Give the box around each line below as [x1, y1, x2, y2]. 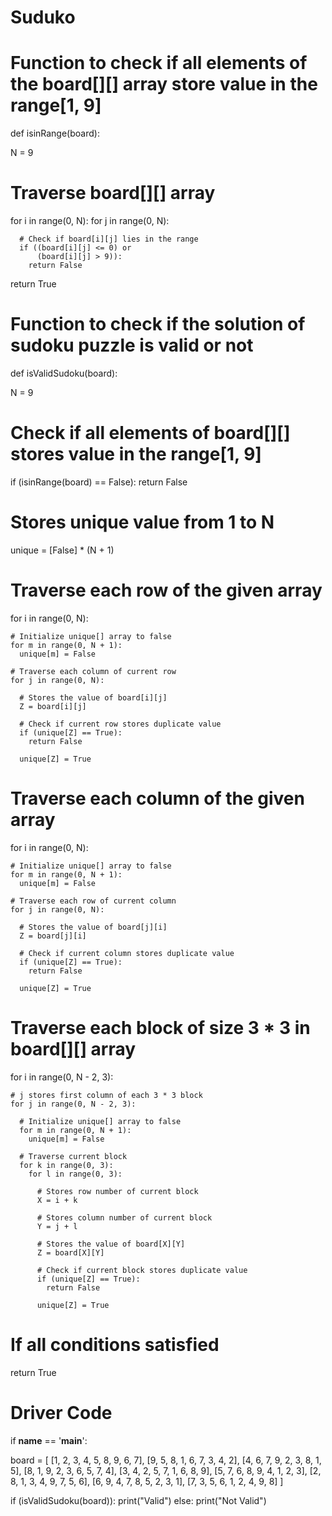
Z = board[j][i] [19, 931, 87, 941]
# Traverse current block [19, 1151, 128, 1161]
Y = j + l [36, 1221, 78, 1231]
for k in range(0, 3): [19, 1160, 114, 1170]
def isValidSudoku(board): [10, 367, 118, 379]
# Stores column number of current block [36, 1212, 213, 1223]
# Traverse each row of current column [10, 896, 177, 906]
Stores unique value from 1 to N [10, 511, 275, 534]
